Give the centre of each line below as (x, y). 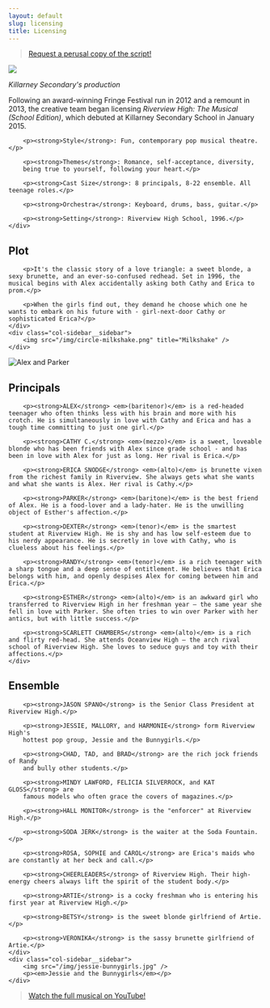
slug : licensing (36, 23)
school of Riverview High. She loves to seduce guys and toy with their (133, 647)
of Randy (23, 761)
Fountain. (242, 832)
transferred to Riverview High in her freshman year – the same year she (135, 604)
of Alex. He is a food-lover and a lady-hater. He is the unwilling (126, 506)
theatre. (244, 141)
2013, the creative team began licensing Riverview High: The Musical (123, 109)
